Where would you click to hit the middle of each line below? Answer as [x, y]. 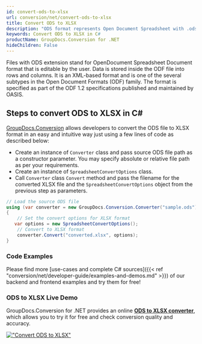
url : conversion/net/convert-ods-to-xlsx [59, 17]
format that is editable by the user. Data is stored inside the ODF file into [95, 69]
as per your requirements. [47, 165]
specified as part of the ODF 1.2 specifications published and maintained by [100, 88]
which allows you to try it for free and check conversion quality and [90, 317]
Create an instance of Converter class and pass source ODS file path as [104, 152]
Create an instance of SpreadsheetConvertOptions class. [84, 171]
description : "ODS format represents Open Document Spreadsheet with [95, 29]
